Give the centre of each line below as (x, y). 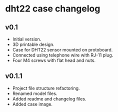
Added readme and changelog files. (49, 98)
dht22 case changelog (53, 9)
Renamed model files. (35, 93)
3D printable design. (33, 44)
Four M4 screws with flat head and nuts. (54, 60)
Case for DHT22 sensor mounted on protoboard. (62, 50)
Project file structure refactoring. (46, 88)
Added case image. (32, 104)
